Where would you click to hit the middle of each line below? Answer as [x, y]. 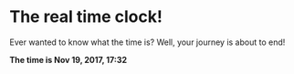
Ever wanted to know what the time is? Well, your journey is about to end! [147, 42]
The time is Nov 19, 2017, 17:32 [68, 59]
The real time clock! [86, 17]
